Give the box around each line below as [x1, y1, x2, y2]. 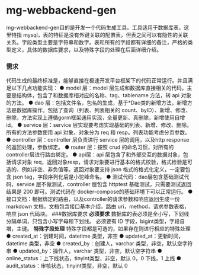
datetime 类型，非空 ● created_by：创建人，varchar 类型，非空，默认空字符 [6, 240, 193, 247]
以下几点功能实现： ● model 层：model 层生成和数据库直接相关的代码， [11, 84, 188, 92]
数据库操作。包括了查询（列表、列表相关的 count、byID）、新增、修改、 [16, 107, 191, 114]
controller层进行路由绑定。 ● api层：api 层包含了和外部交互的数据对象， [6, 151, 184, 158]
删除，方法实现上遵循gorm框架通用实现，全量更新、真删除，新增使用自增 [6, 114, 185, 121]
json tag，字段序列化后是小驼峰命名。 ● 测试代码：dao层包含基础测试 [12, 173, 184, 181]
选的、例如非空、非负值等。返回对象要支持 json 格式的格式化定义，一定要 [6, 166, 185, 173]
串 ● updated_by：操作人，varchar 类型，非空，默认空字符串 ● [6, 247, 162, 255]
